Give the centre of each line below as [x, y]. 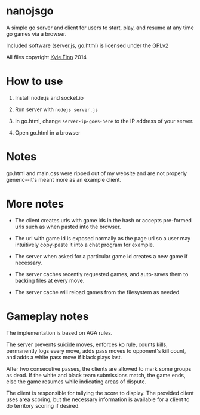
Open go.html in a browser [47, 132]
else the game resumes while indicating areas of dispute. [76, 382]
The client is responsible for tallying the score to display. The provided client [100, 393]
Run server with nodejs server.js [56, 109]
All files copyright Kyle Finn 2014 [47, 57]
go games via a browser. [36, 33]
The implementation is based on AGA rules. [59, 332]
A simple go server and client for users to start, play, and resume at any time [100, 28]
